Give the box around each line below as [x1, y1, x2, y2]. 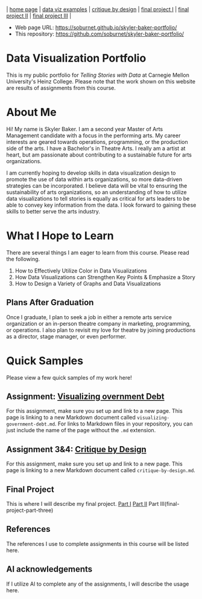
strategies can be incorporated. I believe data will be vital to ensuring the [6, 182, 188, 189]
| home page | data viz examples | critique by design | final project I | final [6, 6, 189, 13]
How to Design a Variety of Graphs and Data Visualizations [14, 280, 161, 287]
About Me [6, 106, 57, 119]
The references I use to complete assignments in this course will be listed [6, 540, 189, 547]
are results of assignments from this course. [6, 84, 116, 91]
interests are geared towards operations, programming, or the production [6, 138, 188, 145]
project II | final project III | [6, 12, 72, 19]
